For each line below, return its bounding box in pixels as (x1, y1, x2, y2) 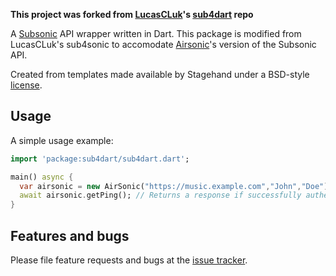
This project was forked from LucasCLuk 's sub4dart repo (10, 9, 254, 20)
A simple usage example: (10, 134, 114, 146)
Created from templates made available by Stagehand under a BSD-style (10, 69, 310, 80)
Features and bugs (10, 227, 130, 244)
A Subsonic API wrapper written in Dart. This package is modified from (10, 28, 302, 39)
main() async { (10, 172, 74, 182)
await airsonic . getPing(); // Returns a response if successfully (19, 190, 302, 201)
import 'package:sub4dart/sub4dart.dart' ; (10, 154, 190, 164)
